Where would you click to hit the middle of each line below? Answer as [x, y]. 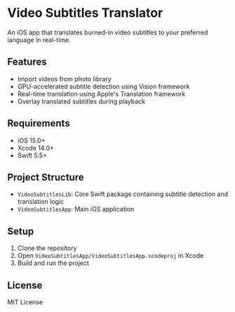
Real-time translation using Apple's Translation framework [101, 93]
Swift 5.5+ [32, 155]
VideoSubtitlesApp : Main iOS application [76, 209]
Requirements [39, 123]
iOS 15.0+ [31, 140]
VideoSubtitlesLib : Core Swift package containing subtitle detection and [122, 194]
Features [27, 62]
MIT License [25, 302]
